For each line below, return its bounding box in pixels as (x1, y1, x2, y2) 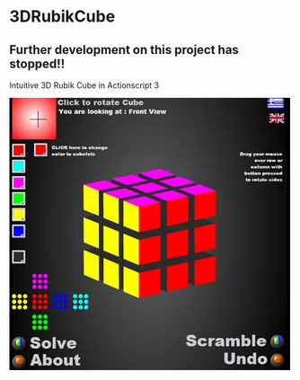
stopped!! (9, 56, 66, 71)
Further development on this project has (9, 42, 240, 57)
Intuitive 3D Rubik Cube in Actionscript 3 (9, 80, 160, 91)
